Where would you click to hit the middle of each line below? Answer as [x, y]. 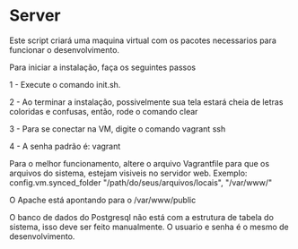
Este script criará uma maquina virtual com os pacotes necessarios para [143, 40]
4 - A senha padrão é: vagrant [65, 146]
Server [35, 16]
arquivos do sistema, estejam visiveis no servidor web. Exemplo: [128, 173]
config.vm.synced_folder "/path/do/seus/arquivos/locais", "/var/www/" [140, 182]
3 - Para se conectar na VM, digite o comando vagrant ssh [118, 129]
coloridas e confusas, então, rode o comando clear [104, 111]
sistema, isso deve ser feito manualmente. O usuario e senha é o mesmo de [149, 227]
